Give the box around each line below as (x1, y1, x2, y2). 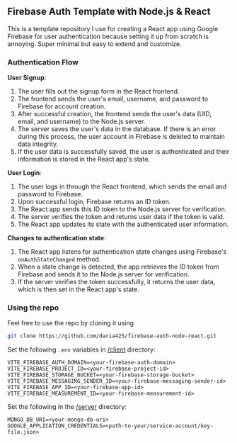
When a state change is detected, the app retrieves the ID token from (17, 262, 219, 271)
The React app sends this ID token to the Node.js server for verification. (17, 205, 227, 213)
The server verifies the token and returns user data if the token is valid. (17, 213, 225, 221)
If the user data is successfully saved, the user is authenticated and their (17, 147, 230, 156)
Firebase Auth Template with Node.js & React (7, 6, 211, 18)
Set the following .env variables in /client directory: (7, 345, 156, 354)
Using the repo (7, 303, 59, 313)
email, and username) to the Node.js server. (17, 117, 146, 126)
